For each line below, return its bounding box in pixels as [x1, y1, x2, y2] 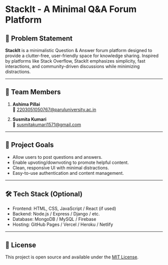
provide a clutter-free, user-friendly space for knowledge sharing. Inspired [5, 53, 159, 59]
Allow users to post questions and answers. [12, 154, 102, 160]
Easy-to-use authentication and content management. [12, 170, 124, 176]
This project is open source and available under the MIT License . [5, 254, 139, 260]
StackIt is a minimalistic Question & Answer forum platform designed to [5, 48, 152, 53]
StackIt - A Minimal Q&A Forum [5, 4, 137, 15]
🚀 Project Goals [5, 141, 54, 149]
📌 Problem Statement [5, 34, 73, 43]
